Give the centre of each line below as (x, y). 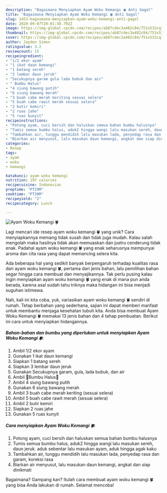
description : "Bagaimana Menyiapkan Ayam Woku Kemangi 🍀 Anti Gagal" (79, 10)
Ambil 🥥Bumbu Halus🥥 (36, 377)
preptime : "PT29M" (25, 190)
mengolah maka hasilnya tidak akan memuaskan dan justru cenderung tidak (83, 243)
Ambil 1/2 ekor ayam (33, 351)
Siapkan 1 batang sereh (37, 361)
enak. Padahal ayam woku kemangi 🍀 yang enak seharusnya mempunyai (80, 248)
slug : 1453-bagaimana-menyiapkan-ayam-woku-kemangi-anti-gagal (72, 19)
